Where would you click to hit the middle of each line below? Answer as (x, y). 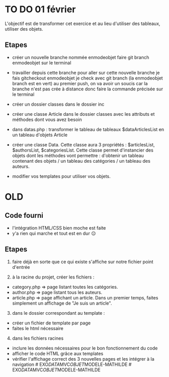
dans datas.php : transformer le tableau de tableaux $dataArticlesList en (88, 129)
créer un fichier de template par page (51, 323)
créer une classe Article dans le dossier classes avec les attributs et (83, 114)
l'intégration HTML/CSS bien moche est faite (59, 228)
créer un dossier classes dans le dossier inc (58, 104)
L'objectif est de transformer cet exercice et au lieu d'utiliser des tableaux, (83, 23)
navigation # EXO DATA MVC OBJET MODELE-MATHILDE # (72, 364)
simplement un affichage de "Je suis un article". (62, 303)
